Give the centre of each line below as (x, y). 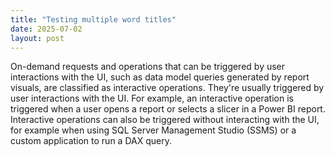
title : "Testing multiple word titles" (93, 19)
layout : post (37, 38)
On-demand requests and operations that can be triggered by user (148, 67)
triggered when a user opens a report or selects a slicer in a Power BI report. (168, 109)
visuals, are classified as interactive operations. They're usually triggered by (167, 88)
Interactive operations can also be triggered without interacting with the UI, (165, 120)
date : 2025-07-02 (46, 29)
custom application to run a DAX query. (91, 141)
